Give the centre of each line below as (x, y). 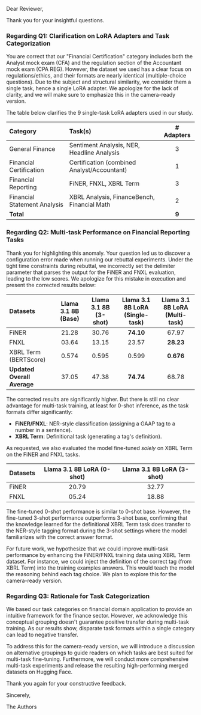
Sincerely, (19, 695)
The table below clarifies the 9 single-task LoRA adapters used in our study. (100, 113)
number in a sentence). (43, 430)
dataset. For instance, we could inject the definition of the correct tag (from (99, 561)
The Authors (22, 707)
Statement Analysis (36, 205)
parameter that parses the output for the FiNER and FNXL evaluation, (91, 272)
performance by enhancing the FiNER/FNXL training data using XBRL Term (98, 555)
